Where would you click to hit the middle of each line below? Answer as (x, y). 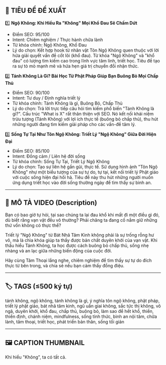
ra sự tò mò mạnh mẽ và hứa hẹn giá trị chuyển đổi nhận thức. (76, 66)
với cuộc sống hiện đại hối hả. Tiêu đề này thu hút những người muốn (83, 177)
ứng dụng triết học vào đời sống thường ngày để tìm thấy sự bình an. (82, 182)
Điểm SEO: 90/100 (31, 92)
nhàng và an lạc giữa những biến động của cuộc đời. (59, 250)
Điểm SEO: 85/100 (31, 151)
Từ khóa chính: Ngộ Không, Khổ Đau (49, 45)
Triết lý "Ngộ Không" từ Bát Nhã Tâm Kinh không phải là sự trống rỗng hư (80, 235)
